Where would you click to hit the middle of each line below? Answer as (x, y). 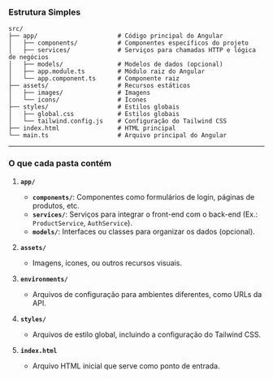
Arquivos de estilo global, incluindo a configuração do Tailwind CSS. (147, 334)
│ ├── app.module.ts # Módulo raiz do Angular (107, 71)
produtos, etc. (56, 205)
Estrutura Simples (45, 12)
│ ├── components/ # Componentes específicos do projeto (129, 43)
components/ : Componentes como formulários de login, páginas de (143, 196)
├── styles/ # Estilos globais (94, 107)
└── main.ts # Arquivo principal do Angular (118, 136)
